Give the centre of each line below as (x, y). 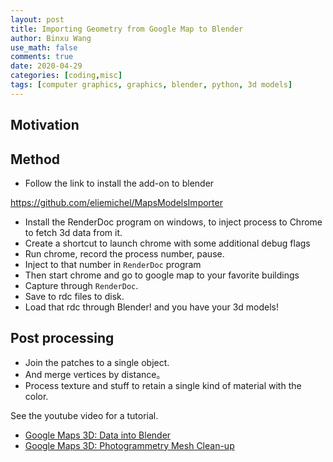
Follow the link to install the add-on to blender (119, 183)
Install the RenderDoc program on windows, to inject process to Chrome (173, 222)
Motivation (45, 125)
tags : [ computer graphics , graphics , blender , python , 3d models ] (151, 85)
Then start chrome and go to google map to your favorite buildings (162, 275)
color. (36, 396)
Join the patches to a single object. (97, 362)
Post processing (62, 338)
